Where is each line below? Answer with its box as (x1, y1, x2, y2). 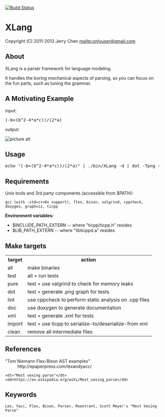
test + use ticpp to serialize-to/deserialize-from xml (27, 321, 148, 327)
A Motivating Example (5, 95, 74, 103)
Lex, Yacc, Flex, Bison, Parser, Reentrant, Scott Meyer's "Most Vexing (5, 404, 157, 409)
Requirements (5, 177, 49, 186)
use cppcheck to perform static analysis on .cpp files (27, 296, 150, 303)
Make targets (5, 242, 47, 250)
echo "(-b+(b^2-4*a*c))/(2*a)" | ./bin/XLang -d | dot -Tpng (5, 163, 156, 169)
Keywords (5, 390, 37, 399)
